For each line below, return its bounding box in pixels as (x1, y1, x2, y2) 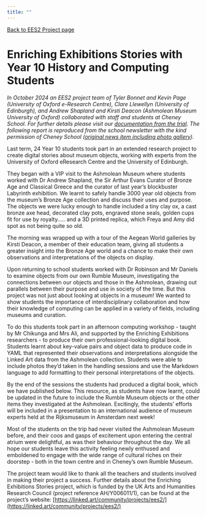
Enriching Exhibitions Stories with (7, 47, 183, 61)
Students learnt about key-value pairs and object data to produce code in (7, 342, 193, 350)
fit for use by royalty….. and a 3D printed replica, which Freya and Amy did (7, 216, 195, 223)
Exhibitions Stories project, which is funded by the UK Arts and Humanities (7, 483, 196, 490)
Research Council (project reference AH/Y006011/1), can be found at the (7, 489, 190, 496)
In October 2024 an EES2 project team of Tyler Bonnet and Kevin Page (7, 93, 186, 101)
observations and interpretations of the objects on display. (7, 253, 154, 261)
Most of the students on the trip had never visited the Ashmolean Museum (7, 425, 195, 432)
